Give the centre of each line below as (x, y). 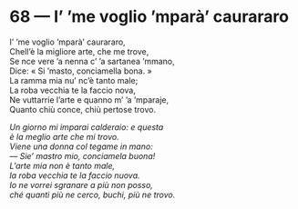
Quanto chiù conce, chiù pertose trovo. (83, 109)
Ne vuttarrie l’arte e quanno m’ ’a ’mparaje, (89, 100)
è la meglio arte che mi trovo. (65, 136)
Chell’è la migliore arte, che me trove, (79, 51)
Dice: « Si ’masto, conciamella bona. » (81, 71)
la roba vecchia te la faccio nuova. (75, 175)
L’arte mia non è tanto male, (62, 165)
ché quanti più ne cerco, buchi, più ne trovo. (92, 194)
